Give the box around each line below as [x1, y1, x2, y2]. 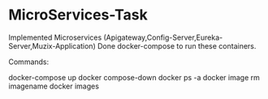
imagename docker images [8, 81, 100, 91]
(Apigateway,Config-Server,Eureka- [103, 32, 223, 42]
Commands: [8, 57, 50, 67]
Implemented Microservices [8, 32, 102, 42]
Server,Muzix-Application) [8, 41, 96, 50]
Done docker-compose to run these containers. [97, 41, 257, 50]
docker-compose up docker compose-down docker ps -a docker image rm [8, 72, 260, 82]
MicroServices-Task [8, 6, 148, 24]
